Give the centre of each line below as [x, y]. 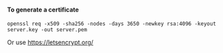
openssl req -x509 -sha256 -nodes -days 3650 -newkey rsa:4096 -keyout [111, 24]
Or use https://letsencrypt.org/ [50, 42]
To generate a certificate [43, 10]
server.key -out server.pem [47, 30]
